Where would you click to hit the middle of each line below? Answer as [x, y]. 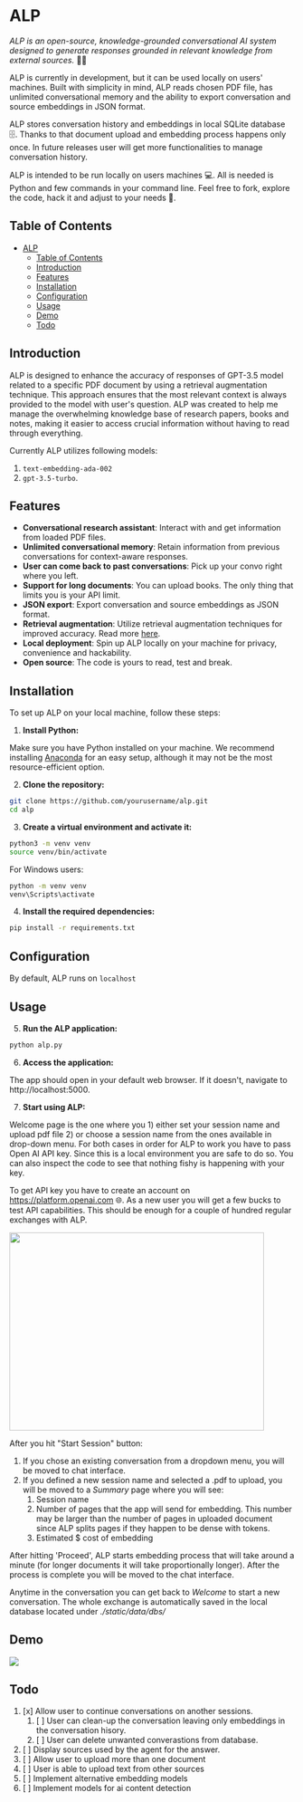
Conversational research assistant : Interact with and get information [152, 528]
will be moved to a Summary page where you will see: [123, 1490]
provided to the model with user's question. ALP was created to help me [144, 404]
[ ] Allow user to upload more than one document [114, 1759]
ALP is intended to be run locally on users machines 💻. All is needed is [142, 175]
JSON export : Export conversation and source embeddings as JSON [151, 605]
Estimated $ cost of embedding [95, 1538]
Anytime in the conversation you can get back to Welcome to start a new [145, 1592]
